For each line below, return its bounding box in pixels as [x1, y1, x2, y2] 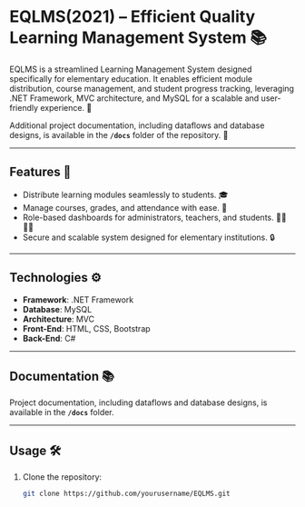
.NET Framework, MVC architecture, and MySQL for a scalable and [9, 93, 260, 104]
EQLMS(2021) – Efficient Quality [9, 6, 256, 27]
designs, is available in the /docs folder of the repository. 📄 [9, 129, 229, 140]
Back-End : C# [22, 333, 76, 343]
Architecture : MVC [22, 313, 95, 324]
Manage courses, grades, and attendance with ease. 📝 [22, 202, 228, 213]
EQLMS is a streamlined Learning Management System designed [9, 64, 252, 75]
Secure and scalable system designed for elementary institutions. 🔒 [22, 232, 275, 243]
